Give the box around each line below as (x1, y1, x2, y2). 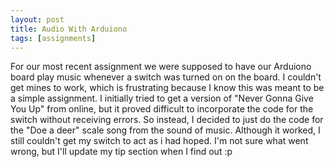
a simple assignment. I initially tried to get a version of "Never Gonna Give (10, 92, 314, 105)
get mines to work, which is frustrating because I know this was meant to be (10, 82, 325, 94)
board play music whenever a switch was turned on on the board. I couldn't (10, 71, 322, 83)
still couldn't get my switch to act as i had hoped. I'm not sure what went (10, 135, 309, 147)
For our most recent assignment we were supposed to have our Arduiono (10, 61, 312, 73)
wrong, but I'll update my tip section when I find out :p (10, 146, 233, 158)
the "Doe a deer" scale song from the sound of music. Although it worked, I (10, 124, 321, 136)
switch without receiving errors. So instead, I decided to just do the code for (10, 114, 324, 126)
